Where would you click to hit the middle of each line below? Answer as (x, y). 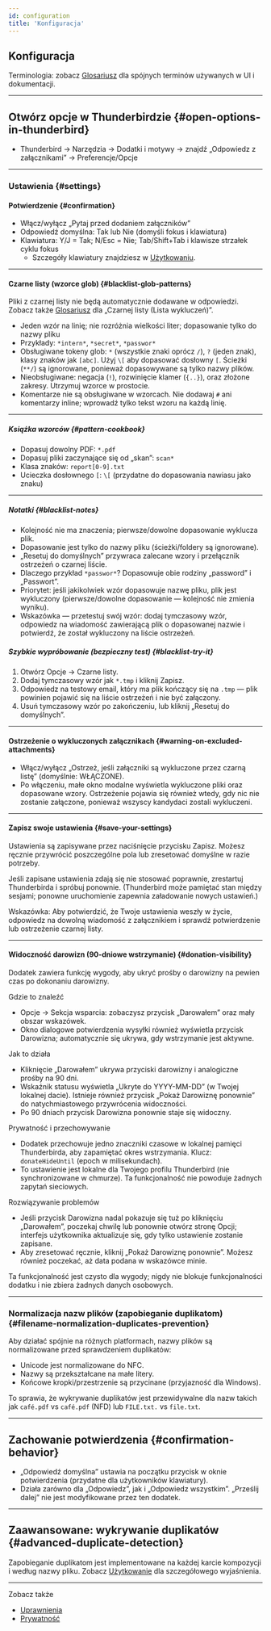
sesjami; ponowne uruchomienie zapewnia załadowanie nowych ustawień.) (133, 895)
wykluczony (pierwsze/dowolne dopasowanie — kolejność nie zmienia (138, 599)
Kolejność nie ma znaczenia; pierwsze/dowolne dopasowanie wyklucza (139, 530)
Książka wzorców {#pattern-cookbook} (77, 430)
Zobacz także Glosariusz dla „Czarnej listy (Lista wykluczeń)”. (111, 310)
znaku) (31, 484)
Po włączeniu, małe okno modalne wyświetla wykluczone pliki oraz (131, 785)
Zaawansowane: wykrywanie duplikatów (114, 1530)
